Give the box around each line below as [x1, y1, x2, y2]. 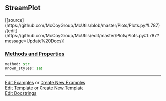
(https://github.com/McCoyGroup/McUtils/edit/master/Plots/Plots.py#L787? [5, 33, 159, 38]
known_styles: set [5, 66, 43, 71]
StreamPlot [5, 4, 41, 12]
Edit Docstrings [5, 90, 37, 96]
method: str [5, 62, 30, 67]
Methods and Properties [5, 50, 65, 57]
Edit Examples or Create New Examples [5, 79, 85, 85]
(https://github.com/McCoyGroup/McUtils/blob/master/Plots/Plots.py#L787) [5, 22, 160, 28]
